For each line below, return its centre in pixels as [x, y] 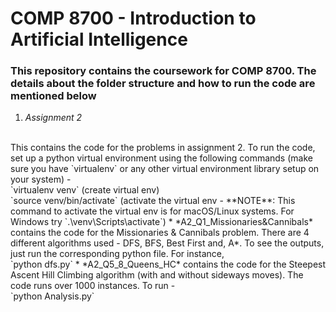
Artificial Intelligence [99, 39]
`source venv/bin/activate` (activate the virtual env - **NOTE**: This [153, 201]
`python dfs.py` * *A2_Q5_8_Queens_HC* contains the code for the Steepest [168, 264]
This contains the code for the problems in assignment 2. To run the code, [163, 148]
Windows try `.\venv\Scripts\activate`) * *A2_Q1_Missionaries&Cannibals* [161, 222]
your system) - [41, 179]
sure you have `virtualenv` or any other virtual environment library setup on [165, 169]
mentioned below [53, 96]
